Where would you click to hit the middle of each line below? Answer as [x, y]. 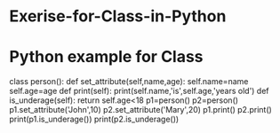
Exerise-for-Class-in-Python [118, 16]
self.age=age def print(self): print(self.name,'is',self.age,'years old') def [139, 91]
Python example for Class [106, 57]
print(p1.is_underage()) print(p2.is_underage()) [94, 119]
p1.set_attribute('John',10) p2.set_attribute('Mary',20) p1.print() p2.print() [141, 110]
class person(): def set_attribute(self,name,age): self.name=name [129, 82]
